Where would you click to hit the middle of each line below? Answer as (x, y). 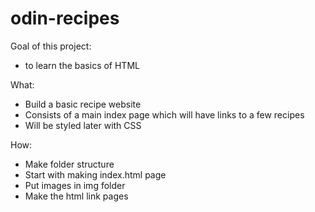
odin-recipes (65, 18)
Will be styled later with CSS (83, 125)
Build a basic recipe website (83, 104)
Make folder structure (69, 164)
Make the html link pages (76, 196)
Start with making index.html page (95, 174)
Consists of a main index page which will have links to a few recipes (164, 114)
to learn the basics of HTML (82, 65)
